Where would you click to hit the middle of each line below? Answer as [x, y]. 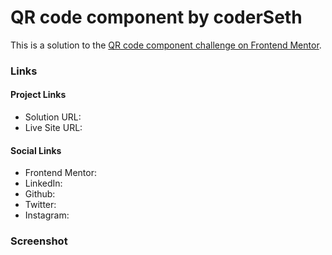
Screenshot [39, 241]
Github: [40, 194]
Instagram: [47, 215]
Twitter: [40, 205]
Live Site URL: [53, 128]
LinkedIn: [43, 183]
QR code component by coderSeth [156, 17]
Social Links [36, 150]
